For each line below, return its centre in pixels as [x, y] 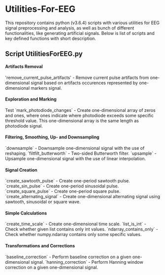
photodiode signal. [24, 126]
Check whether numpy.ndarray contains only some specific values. [73, 235]
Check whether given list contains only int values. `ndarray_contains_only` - [82, 229]
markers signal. [46, 88]
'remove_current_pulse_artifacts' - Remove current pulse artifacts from [77, 77]
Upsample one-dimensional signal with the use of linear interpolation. [76, 158]
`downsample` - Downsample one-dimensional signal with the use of [75, 148]
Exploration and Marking [31, 99]
